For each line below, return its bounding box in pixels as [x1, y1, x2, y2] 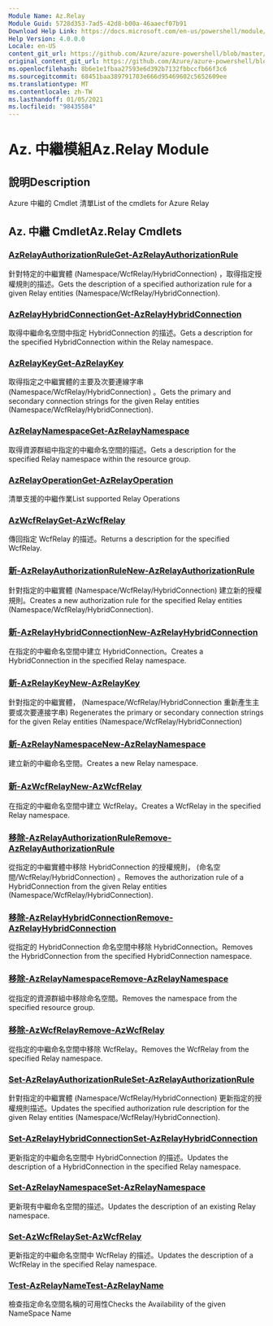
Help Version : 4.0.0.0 [8, 34, 85, 43]
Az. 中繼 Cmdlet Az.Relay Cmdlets [8, 225, 183, 239]
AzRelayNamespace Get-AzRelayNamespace [8, 425, 189, 436]
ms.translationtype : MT [8, 80, 89, 88]
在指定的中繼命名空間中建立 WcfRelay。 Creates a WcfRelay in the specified [8, 801, 262, 811]
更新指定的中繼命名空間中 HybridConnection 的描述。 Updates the [8, 1153, 229, 1162]
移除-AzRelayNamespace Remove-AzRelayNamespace [8, 974, 229, 985]
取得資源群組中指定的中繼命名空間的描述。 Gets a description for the [8, 444, 236, 454]
